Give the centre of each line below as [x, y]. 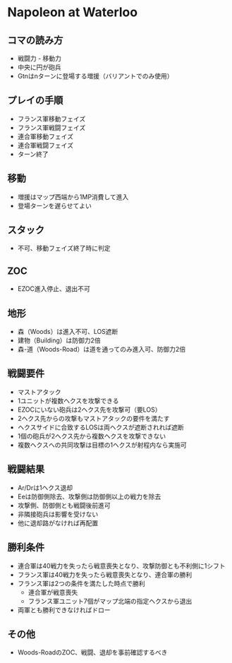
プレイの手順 [35, 101]
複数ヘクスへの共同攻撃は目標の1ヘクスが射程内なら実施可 [102, 445]
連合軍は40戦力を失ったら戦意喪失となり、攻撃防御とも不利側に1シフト [121, 566]
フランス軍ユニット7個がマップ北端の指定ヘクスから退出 [110, 601]
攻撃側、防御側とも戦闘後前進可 [64, 505]
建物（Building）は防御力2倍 [59, 340]
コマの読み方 [35, 40]
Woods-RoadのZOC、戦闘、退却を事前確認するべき [92, 652]
